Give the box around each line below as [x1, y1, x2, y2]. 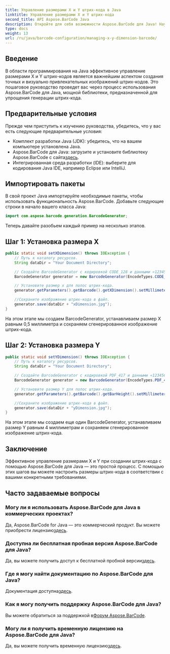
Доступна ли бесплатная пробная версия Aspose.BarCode [5, 540, 158, 547]
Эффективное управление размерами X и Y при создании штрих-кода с [5, 458, 162, 464]
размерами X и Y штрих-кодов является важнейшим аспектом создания [5, 73, 163, 79]
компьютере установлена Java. [12, 143, 81, 149]
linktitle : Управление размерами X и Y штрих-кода [5, 12, 114, 17]
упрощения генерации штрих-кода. [5, 95, 82, 101]
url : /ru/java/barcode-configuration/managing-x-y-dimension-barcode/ [5, 36, 157, 41]
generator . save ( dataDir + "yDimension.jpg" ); [14, 405, 112, 411]
